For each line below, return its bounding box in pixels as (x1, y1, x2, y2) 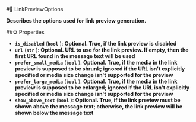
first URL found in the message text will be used (14, 53, 135, 59)
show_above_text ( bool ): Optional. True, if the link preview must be (14, 97, 181, 104)
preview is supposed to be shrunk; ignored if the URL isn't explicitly (14, 65, 185, 72)
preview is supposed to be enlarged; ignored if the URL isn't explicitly (14, 84, 190, 91)
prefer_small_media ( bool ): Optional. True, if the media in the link (14, 59, 178, 66)
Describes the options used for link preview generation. (6, 17, 147, 24)
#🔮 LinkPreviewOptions (6, 6, 64, 12)
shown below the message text (14, 110, 94, 116)
